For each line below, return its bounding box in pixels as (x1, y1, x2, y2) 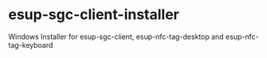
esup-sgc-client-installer (8, 6, 179, 24)
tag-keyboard (8, 40, 53, 49)
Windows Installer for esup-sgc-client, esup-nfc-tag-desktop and (8, 32, 225, 41)
